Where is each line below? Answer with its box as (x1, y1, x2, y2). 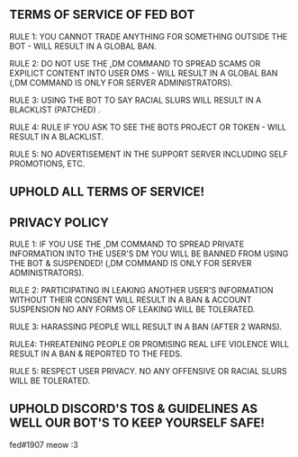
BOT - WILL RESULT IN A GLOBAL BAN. (9, 40, 158, 51)
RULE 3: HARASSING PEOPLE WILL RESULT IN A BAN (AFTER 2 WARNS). (9, 321, 283, 332)
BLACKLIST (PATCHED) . (9, 103, 101, 115)
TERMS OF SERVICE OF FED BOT (9, 7, 195, 22)
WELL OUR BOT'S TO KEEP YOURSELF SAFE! (9, 416, 266, 431)
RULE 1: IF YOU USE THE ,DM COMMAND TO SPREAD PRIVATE (9, 238, 245, 250)
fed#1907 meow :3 (9, 439, 78, 450)
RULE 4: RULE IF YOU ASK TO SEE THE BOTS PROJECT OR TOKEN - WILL (9, 121, 286, 132)
